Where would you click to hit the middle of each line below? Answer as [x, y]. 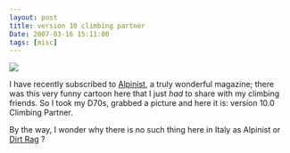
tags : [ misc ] [33, 42]
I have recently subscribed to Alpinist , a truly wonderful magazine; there [142, 85]
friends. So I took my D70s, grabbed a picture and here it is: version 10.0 [142, 103]
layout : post [33, 17]
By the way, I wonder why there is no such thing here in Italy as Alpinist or [145, 130]
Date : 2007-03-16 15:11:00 [59, 34]
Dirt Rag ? [27, 140]
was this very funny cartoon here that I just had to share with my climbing [145, 93]
